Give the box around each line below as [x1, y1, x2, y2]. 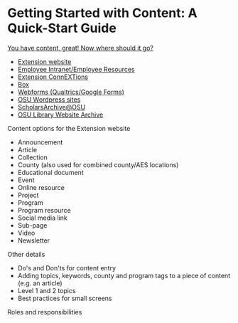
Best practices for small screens [17, 294, 112, 302]
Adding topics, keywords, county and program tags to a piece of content [17, 271, 231, 280]
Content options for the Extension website [7, 124, 131, 132]
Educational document [17, 168, 84, 176]
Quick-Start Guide [7, 20, 117, 36]
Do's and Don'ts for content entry [17, 263, 116, 272]
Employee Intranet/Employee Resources [17, 65, 135, 73]
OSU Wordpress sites [17, 95, 81, 104]
